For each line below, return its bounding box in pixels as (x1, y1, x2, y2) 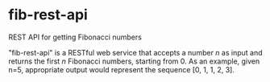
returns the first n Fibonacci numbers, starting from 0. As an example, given (8, 56, 260, 66)
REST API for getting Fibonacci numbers (8, 32, 143, 42)
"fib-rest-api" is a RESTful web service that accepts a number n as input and (8, 47, 263, 57)
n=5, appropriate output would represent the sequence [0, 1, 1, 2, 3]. (8, 64, 235, 74)
